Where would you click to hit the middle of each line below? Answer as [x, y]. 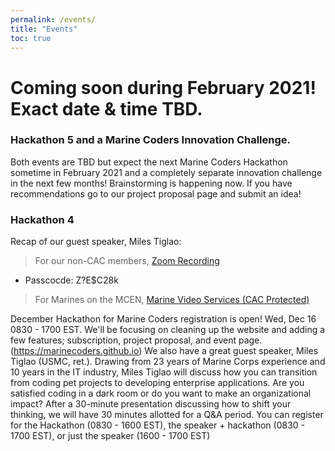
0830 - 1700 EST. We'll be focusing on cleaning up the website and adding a [168, 330]
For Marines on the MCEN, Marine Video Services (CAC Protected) [172, 300]
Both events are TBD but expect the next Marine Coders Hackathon [149, 162]
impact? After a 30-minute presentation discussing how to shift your [151, 404]
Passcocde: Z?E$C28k [71, 280]
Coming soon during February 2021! [163, 87]
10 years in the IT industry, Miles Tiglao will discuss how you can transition [164, 372]
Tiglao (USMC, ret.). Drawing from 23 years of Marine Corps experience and [168, 362]
